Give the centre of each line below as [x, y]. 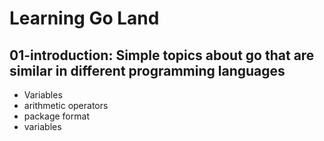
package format [56, 116]
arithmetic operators [66, 105]
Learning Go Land [84, 18]
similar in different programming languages [147, 70]
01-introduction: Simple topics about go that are [162, 55]
